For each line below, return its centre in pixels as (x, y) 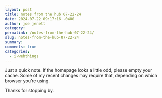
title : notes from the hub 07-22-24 (43, 14)
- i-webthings (24, 56)
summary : (14, 42)
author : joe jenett (25, 24)
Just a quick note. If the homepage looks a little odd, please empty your (79, 70)
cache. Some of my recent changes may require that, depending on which (81, 76)
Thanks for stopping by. (29, 91)
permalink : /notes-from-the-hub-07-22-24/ (50, 33)
